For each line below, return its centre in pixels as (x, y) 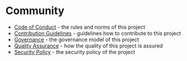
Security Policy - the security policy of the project (74, 52)
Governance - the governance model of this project (76, 39)
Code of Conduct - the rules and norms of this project (80, 27)
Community (35, 11)
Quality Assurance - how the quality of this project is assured (88, 46)
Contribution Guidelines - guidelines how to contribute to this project (97, 33)
